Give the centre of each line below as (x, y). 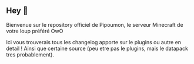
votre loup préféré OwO (35, 31)
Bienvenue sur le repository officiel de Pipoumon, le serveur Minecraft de (95, 24)
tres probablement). (30, 54)
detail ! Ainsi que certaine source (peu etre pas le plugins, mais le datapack (97, 48)
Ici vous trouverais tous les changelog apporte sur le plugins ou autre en (93, 42)
